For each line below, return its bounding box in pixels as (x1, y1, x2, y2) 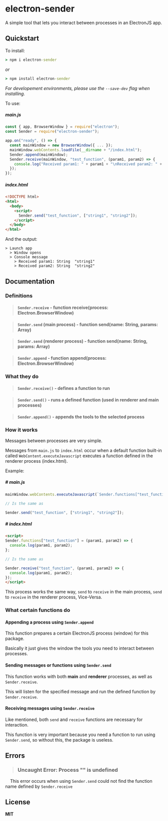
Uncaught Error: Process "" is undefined (17, 767, 118, 774)
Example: (5, 468, 24, 474)
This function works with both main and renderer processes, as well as (5, 673, 152, 679)
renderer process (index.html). (5, 458, 68, 464)
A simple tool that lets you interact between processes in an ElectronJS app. (5, 20, 162, 26)
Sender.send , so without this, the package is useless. (5, 737, 113, 743)
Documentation (5, 277, 55, 285)
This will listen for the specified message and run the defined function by (5, 688, 156, 694)
